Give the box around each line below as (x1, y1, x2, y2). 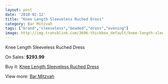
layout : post (5, 7, 32, 12)
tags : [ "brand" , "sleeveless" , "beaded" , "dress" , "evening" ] (5, 26, 128, 31)
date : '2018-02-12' (5, 12, 46, 17)
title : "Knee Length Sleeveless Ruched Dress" (5, 16, 104, 21)
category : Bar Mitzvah (5, 21, 52, 26)
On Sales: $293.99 (5, 54, 45, 60)
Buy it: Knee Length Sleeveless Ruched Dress (5, 63, 99, 69)
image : (5, 30, 19, 35)
